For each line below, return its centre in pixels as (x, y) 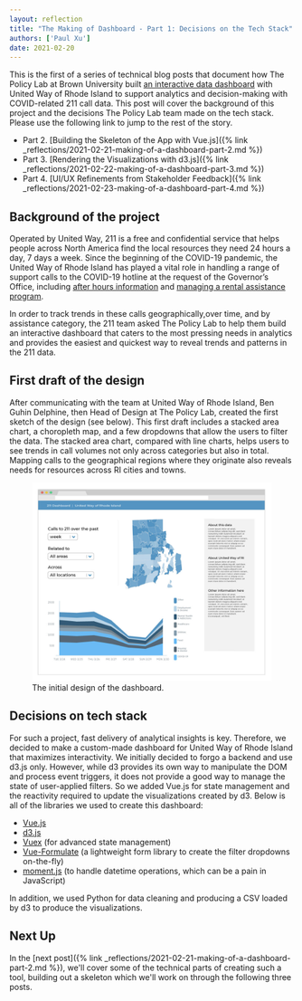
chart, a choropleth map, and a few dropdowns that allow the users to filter (149, 431)
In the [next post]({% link (56, 958)
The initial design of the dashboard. (98, 687)
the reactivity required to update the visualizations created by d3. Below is (148, 796)
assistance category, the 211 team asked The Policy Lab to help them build (148, 324)
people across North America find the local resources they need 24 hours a (150, 248)
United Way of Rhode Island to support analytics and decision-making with (148, 94)
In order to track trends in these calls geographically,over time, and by (140, 314)
